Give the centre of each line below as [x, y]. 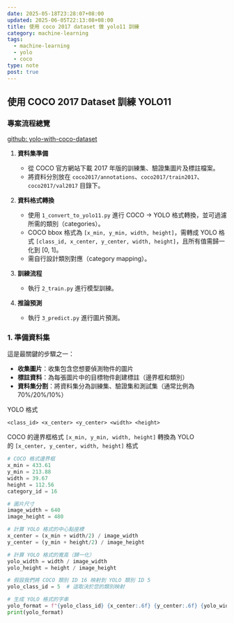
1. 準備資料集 [29, 338]
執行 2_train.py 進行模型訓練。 [73, 288]
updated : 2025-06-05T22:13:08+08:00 [60, 20]
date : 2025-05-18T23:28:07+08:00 [56, 14]
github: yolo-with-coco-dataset [52, 139]
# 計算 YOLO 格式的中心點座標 [46, 530]
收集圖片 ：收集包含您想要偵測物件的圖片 [75, 369]
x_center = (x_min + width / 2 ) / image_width [73, 536]
